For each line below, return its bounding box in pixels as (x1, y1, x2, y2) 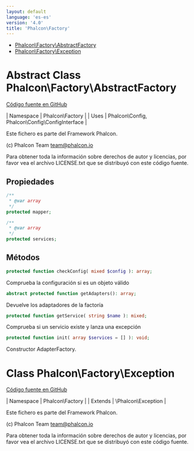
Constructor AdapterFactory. (6, 345, 77, 353)
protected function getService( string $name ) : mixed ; (6, 313, 147, 319)
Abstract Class (6, 69, 81, 82)
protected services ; (6, 236, 58, 242)
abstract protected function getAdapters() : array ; (6, 290, 136, 297)
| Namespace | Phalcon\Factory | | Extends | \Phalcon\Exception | (6, 398, 166, 405)
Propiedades (6, 176, 55, 187)
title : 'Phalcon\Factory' (6, 25, 70, 31)
